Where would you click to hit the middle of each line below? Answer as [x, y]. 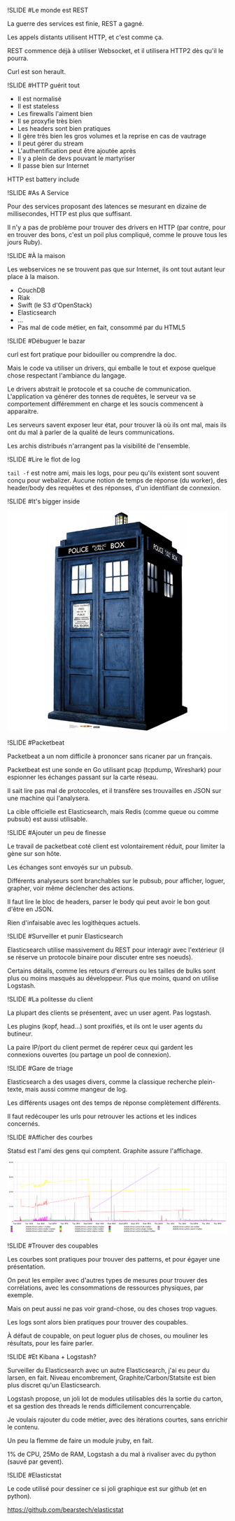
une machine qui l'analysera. [49, 798]
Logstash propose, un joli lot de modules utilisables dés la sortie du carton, [115, 1399]
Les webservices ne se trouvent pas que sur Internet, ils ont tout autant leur [116, 269]
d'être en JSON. [30, 909]
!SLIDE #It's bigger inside [44, 501]
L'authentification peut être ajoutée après [77, 151]
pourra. [18, 58]
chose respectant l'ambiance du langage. [67, 376]
